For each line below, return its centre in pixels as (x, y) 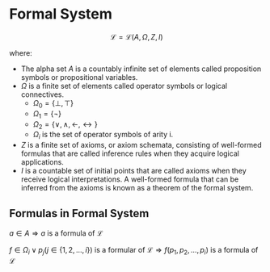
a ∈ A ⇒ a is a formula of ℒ (56, 233)
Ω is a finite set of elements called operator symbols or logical (124, 86)
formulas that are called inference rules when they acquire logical (130, 153)
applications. (42, 162)
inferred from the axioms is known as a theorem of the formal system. (137, 188)
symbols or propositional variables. (79, 77)
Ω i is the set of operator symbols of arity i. (103, 136)
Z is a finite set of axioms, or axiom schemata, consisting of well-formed (141, 145)
